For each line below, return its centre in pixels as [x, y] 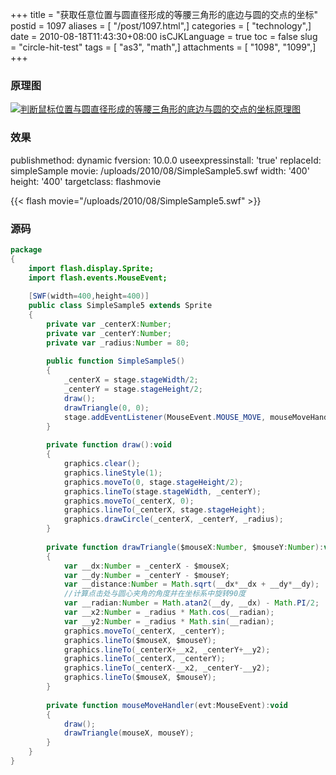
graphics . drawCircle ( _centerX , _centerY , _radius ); [173, 519]
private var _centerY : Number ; [109, 333]
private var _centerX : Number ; [109, 324]
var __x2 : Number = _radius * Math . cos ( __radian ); [169, 613]
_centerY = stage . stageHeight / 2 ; [133, 389]
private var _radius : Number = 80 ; [118, 343]
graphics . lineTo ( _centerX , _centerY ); [144, 659]
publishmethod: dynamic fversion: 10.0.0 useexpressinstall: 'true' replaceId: [166, 160]
